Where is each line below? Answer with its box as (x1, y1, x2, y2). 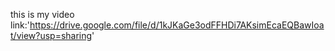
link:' (10, 19, 30, 31)
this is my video (10, 9, 75, 20)
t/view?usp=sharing (10, 30, 93, 41)
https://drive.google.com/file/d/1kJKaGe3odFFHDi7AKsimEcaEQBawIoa (29, 19, 325, 31)
